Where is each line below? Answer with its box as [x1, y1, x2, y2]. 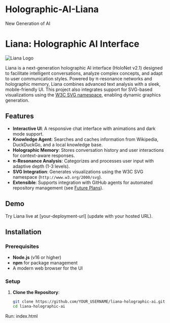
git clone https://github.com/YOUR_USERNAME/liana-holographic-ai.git [12, 299, 165, 304]
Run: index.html [5, 313, 38, 319]
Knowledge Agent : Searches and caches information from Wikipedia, [12, 136, 159, 142]
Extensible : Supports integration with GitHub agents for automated [12, 179, 153, 185]
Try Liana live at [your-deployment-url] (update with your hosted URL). [5, 213, 153, 219]
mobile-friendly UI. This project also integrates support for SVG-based [5, 86, 153, 92]
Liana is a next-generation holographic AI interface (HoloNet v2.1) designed [5, 64, 163, 71]
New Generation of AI [5, 20, 51, 26]
